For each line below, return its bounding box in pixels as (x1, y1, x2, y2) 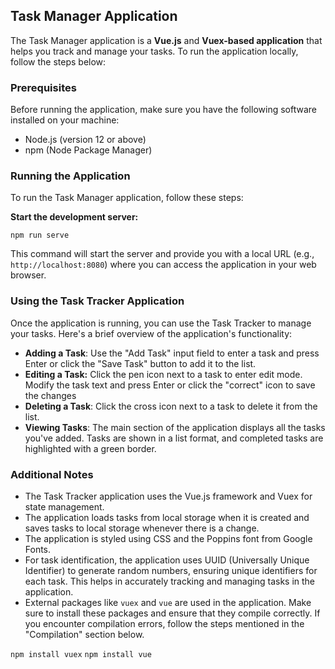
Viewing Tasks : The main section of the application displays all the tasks (24, 421, 326, 433)
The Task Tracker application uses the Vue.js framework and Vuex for (24, 490, 313, 502)
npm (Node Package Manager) (24, 144, 153, 156)
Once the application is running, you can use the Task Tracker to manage (10, 317, 312, 329)
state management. (24, 501, 105, 513)
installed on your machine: (10, 114, 120, 126)
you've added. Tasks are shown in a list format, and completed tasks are (24, 432, 324, 444)
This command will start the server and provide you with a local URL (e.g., (10, 248, 315, 260)
